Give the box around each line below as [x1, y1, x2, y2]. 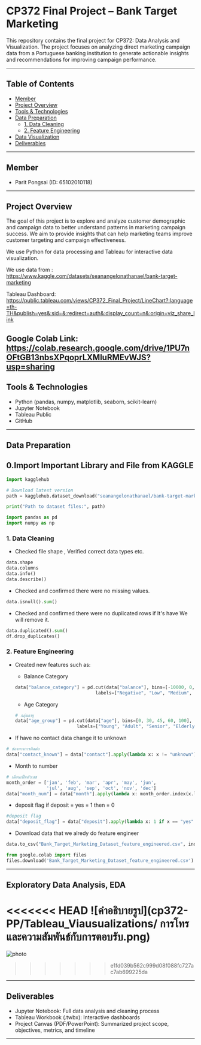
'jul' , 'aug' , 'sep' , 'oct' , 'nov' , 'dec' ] [46, 785, 157, 791]
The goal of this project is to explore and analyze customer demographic [6, 217, 185, 224]
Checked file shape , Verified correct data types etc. [14, 548, 144, 555]
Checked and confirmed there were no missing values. [14, 587, 150, 594]
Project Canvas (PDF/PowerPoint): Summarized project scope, [14, 1020, 169, 1027]
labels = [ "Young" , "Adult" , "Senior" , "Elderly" [77, 723, 197, 730]
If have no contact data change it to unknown [14, 734, 127, 742]
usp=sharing [6, 361, 56, 372]
